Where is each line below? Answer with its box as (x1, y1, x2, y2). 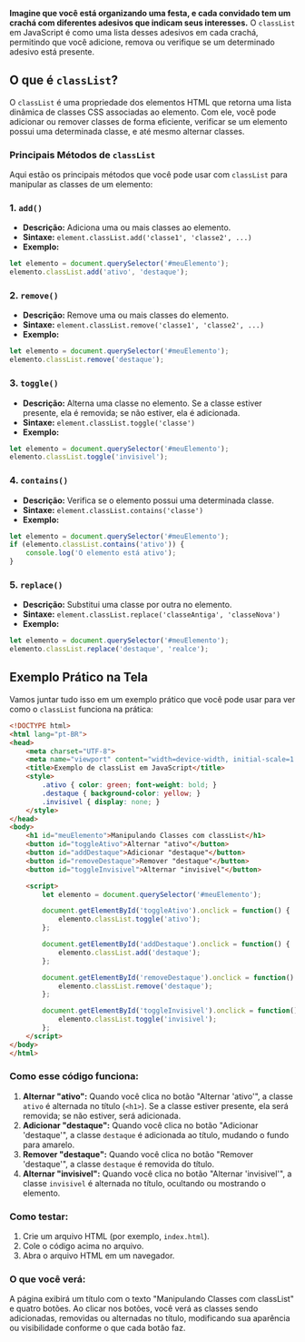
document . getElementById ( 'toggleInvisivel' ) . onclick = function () (42, 1006, 299, 1015)
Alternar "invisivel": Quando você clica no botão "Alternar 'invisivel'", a (22, 1168, 292, 1179)
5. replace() (9, 578, 64, 590)
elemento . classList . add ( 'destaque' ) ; (57, 948, 202, 957)
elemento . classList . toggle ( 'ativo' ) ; (57, 914, 202, 924)
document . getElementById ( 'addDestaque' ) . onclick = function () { (42, 940, 290, 949)
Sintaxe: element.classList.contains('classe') (22, 504, 204, 515)
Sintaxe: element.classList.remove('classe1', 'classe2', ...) (22, 319, 265, 330)
